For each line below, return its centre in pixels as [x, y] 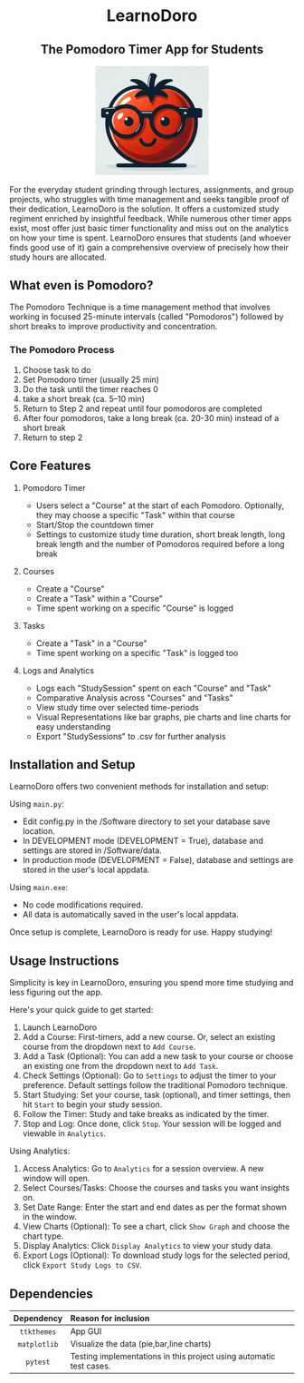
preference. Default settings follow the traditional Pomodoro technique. [155, 1085]
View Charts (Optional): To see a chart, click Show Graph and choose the [156, 1227]
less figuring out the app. [56, 992]
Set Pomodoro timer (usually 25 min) [91, 379]
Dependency [38, 1318]
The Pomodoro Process [62, 350]
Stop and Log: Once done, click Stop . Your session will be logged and [152, 1124]
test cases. [90, 1366]
